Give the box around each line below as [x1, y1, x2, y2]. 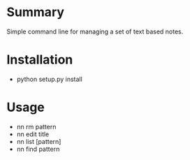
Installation [6, 52, 73, 68]
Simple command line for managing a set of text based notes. [6, 27, 184, 36]
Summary [6, 4, 64, 20]
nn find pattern [16, 145, 60, 153]
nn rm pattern [16, 122, 57, 131]
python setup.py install [16, 75, 83, 83]
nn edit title [16, 130, 50, 138]
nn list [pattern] [16, 137, 61, 145]
